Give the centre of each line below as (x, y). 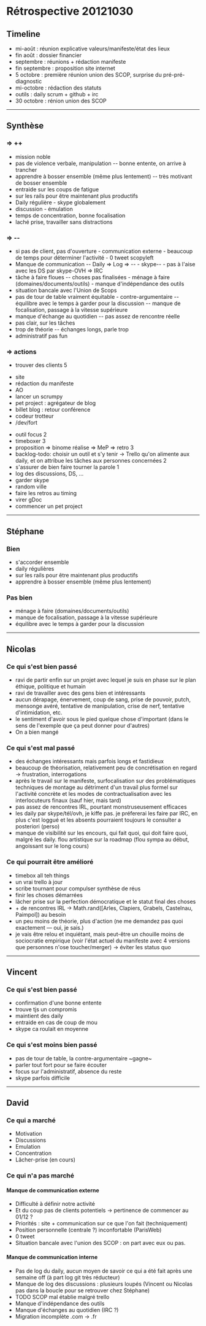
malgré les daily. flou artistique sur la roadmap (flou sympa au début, (102, 839)
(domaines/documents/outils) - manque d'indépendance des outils (100, 283)
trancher (26, 169)
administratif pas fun (41, 336)
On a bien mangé (37, 732)
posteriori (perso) (37, 827)
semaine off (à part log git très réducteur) (68, 1277)
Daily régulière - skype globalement (60, 202)
